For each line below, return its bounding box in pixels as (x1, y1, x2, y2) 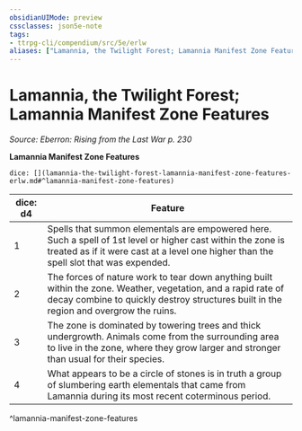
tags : (9, 30, 30, 39)
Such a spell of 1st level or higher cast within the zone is (47, 234, 285, 247)
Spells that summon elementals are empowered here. (47, 223, 272, 235)
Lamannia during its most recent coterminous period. (47, 390, 271, 402)
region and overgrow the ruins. (47, 304, 177, 317)
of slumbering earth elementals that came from (47, 379, 246, 391)
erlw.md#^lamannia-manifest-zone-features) (9, 177, 175, 186)
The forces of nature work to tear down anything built (47, 271, 272, 284)
